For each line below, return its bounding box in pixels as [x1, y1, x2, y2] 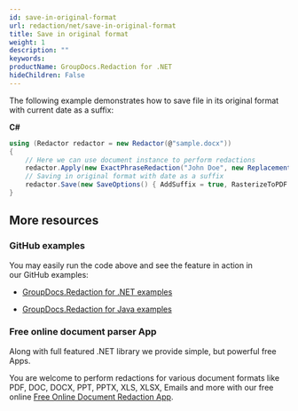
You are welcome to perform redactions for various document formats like [9, 372, 280, 383]
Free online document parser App [9, 326, 157, 338]
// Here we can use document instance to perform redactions [25, 155, 255, 164]
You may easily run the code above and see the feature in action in [9, 259, 253, 271]
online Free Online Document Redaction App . [9, 391, 174, 402]
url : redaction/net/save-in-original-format [9, 21, 176, 30]
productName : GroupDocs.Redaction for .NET [9, 63, 173, 72]
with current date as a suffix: [9, 104, 114, 115]
